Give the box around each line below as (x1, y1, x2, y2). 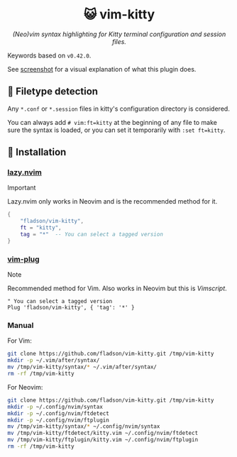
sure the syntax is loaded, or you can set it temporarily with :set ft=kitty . (7, 126, 226, 134)
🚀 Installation (7, 146, 67, 158)
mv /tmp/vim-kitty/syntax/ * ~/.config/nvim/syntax (7, 423, 160, 430)
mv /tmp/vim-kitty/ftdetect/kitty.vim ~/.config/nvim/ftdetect (7, 429, 199, 437)
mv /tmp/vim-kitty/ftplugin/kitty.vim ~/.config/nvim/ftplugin (7, 436, 199, 444)
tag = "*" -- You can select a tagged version (20, 231, 163, 238)
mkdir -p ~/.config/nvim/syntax (7, 403, 103, 410)
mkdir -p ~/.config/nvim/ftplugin (7, 417, 110, 424)
